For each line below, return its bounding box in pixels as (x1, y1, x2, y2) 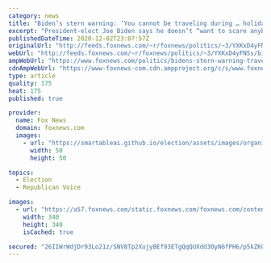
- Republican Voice (15, 183, 81, 192)
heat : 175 (8, 86, 42, 95)
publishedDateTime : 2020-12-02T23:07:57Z (8, 34, 150, 43)
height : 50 (29, 154, 67, 162)
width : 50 (29, 146, 63, 154)
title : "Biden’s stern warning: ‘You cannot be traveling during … (8, 19, 240, 27)
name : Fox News (15, 116, 67, 125)
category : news (8, 11, 60, 20)
